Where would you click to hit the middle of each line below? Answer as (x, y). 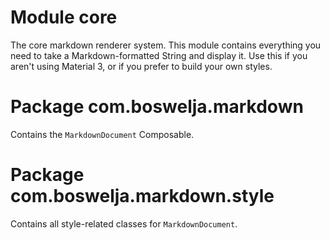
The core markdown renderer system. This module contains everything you (166, 45)
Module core (64, 17)
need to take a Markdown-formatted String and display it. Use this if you (159, 55)
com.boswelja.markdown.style (142, 196)
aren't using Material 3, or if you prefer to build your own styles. (141, 66)
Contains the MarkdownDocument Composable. (102, 134)
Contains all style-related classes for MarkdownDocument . (124, 223)
